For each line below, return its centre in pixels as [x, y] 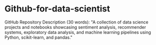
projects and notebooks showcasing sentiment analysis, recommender [75, 27]
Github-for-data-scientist [57, 9]
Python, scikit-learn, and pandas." [39, 37]
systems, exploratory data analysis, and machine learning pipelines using [78, 32]
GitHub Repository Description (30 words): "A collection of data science [77, 22]
